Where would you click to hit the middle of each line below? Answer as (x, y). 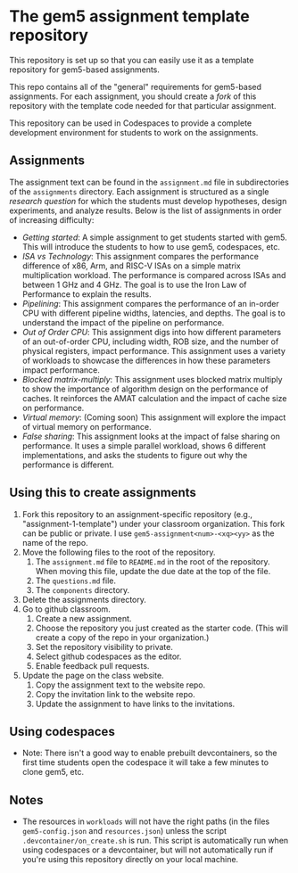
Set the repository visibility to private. (104, 647)
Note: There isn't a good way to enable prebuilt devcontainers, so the (149, 753)
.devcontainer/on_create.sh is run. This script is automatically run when (155, 841)
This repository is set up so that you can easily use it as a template (132, 60)
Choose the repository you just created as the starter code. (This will (161, 628)
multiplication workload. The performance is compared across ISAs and (154, 275)
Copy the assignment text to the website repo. (120, 685)
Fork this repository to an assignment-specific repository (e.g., (137, 514)
